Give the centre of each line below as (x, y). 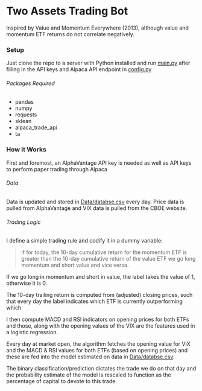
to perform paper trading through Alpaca (57, 169)
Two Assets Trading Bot (67, 11)
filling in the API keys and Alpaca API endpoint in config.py (79, 69)
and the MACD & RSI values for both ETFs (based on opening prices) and (97, 351)
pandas (24, 102)
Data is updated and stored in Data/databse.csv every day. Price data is (95, 202)
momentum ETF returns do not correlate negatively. (70, 34)
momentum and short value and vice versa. (75, 265)
